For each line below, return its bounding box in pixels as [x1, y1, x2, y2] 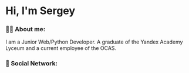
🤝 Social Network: [5, 59, 58, 68]
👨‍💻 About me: [5, 25, 46, 34]
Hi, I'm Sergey [5, 4, 76, 18]
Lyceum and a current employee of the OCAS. [5, 45, 117, 52]
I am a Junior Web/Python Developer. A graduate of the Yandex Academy [5, 38, 183, 45]
